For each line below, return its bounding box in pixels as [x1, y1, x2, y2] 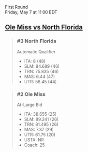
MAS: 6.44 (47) [24, 74, 55, 79]
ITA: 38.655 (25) [24, 111, 57, 117]
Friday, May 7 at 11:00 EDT [5, 9, 58, 15]
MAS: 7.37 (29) [24, 126, 54, 132]
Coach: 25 [24, 142, 45, 148]
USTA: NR [24, 137, 44, 142]
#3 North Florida [16, 38, 57, 45]
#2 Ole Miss [16, 91, 46, 97]
